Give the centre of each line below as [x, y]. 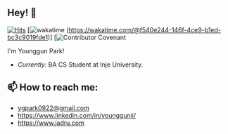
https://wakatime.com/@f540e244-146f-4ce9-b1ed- [145, 29]
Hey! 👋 [22, 13]
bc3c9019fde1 [27, 37]
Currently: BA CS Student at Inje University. [80, 65]
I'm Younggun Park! [36, 51]
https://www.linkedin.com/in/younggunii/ [77, 115]
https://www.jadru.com [51, 123]
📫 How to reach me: [53, 87]
